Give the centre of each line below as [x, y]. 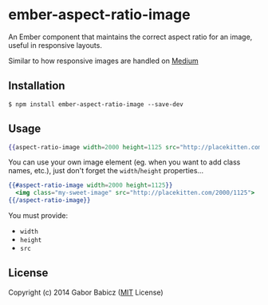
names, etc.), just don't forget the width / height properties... [106, 171]
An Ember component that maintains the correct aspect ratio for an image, [130, 37]
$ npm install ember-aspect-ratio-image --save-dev [96, 104]
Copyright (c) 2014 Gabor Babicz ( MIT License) [86, 292]
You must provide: [38, 216]
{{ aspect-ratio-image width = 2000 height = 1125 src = [94, 147]
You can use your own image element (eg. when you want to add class [124, 162]
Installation [37, 86]
